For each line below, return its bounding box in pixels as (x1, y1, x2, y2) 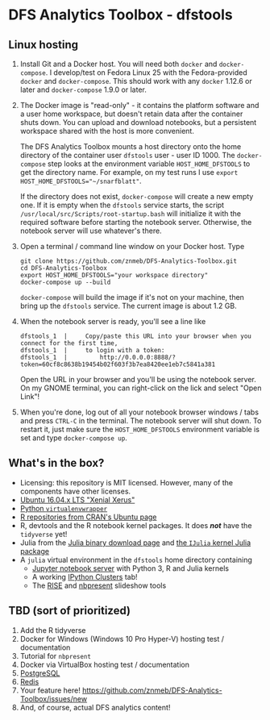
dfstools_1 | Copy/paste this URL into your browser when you (19, 332, 251, 340)
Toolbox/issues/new (19, 693, 87, 703)
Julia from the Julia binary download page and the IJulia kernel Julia (19, 538, 251, 547)
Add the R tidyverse (19, 625, 86, 635)
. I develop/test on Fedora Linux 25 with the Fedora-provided (45, 68, 247, 77)
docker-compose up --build (19, 278, 111, 286)
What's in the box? (8, 456, 105, 470)
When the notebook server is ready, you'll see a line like (19, 317, 206, 326)
